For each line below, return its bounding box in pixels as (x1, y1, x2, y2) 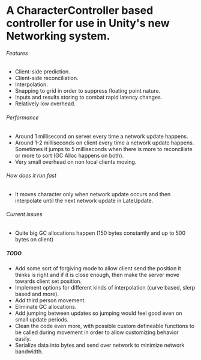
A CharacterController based (6, 4, 154, 17)
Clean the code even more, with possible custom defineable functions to (14, 322, 195, 329)
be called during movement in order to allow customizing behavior (14, 329, 179, 336)
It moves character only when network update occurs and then (14, 190, 171, 197)
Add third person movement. (14, 296, 86, 304)
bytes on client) (14, 236, 54, 243)
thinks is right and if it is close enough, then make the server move (14, 271, 180, 278)
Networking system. (6, 29, 110, 43)
